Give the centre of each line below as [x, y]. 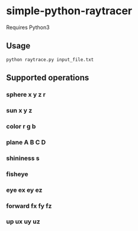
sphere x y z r [26, 95]
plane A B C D [26, 142]
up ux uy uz [23, 222]
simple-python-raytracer [69, 11]
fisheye [17, 174]
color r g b [21, 126]
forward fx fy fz [29, 206]
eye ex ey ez [24, 190]
